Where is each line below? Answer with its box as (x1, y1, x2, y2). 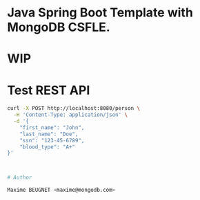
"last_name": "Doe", (19, 131, 79, 137)
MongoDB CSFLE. (7, 19, 110, 35)
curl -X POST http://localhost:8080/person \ (7, 105, 140, 112)
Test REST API (7, 82, 90, 98)
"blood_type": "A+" (19, 143, 76, 151)
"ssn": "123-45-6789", (19, 137, 85, 144)
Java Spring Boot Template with (7, 5, 193, 21)
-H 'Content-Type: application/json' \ (13, 111, 128, 118)
